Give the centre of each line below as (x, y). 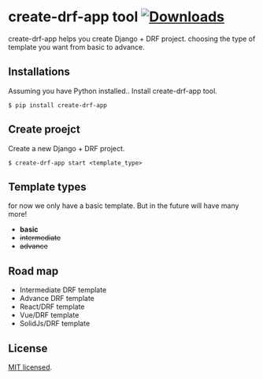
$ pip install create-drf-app (58, 105)
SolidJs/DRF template (55, 324)
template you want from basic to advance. (77, 46)
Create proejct (44, 130)
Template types (47, 186)
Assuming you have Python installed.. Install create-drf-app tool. (113, 91)
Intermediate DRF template (63, 290)
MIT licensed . (30, 367)
